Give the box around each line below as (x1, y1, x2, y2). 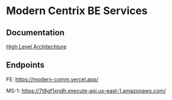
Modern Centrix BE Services (6, 4, 148, 18)
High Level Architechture (6, 43, 67, 50)
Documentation (6, 28, 65, 38)
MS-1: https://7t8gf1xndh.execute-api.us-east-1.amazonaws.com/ (6, 87, 166, 94)
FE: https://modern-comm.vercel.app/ (6, 75, 99, 83)
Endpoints (6, 60, 45, 70)
